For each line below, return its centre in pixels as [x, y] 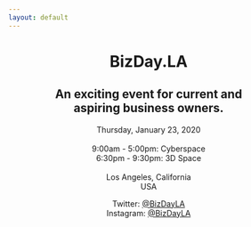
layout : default [38, 17]
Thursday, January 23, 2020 [149, 129]
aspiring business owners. [149, 108]
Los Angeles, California [149, 177]
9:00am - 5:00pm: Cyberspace [149, 149]
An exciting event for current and [149, 94]
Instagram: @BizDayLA [149, 213]
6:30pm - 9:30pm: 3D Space [149, 158]
